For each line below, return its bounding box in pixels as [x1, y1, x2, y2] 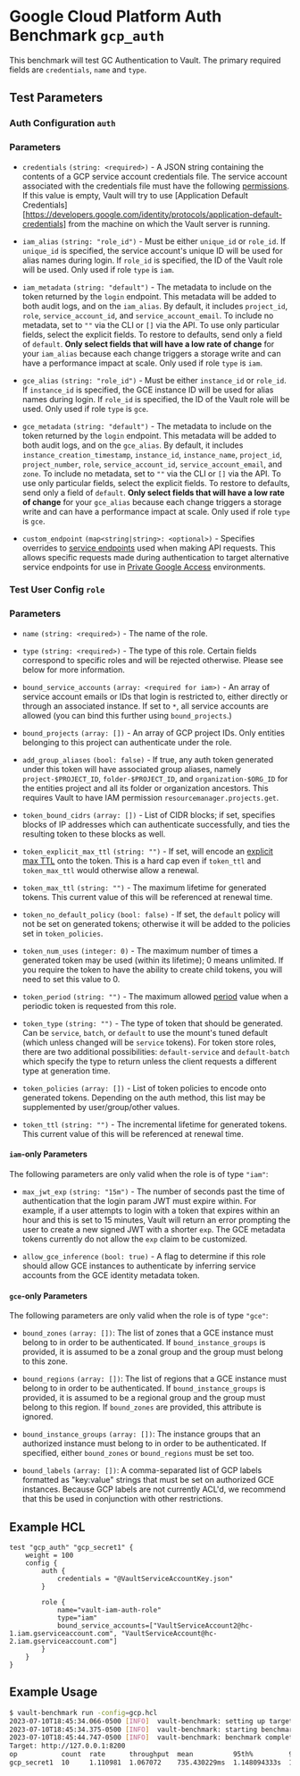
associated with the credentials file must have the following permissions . [21, 181, 290, 191]
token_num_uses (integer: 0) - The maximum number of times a [21, 945, 259, 955]
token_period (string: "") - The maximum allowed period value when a [21, 990, 288, 1002]
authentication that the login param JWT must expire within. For [21, 1195, 257, 1206]
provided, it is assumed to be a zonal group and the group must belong [21, 1347, 284, 1358]
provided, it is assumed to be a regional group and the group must [21, 1393, 266, 1403]
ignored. [21, 1411, 54, 1422]
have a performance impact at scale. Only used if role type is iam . [21, 358, 263, 368]
